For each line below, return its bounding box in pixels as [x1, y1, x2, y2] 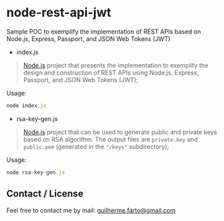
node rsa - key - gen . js [6, 169, 66, 176]
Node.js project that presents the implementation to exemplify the [23, 61, 209, 69]
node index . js [6, 102, 47, 109]
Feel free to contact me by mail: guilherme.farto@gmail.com [6, 206, 176, 214]
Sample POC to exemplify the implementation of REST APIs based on [6, 27, 201, 36]
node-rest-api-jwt [6, 5, 112, 21]
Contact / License [6, 188, 84, 200]
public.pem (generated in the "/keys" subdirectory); [23, 142, 169, 151]
